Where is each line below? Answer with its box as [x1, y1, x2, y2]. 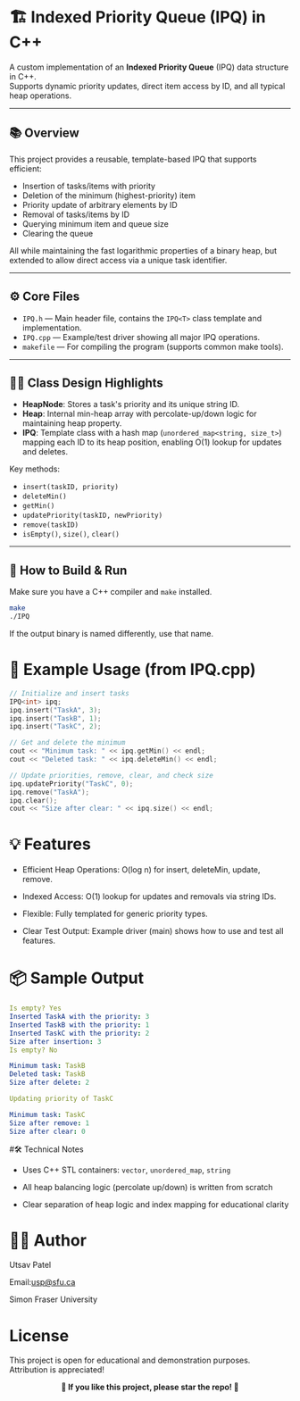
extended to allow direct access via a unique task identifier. [9, 254, 228, 265]
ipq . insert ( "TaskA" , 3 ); [9, 705, 102, 714]
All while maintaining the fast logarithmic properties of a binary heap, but [9, 245, 278, 255]
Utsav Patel [9, 1260, 52, 1271]
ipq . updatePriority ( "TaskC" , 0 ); [9, 779, 134, 788]
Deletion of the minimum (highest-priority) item [21, 189, 196, 201]
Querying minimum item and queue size [21, 218, 170, 229]
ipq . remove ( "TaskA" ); [9, 788, 90, 796]
